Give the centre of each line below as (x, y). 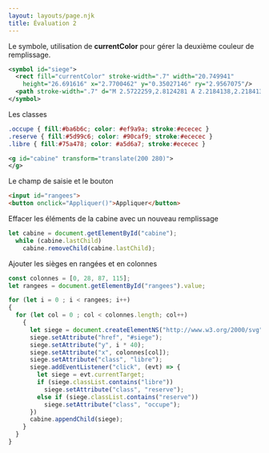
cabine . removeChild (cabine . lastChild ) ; (89, 248)
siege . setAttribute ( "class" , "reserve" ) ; (114, 390)
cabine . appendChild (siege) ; (76, 419)
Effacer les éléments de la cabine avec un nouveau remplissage (113, 218)
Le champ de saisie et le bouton (61, 181)
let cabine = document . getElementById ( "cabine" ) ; (93, 233)
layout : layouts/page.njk (51, 16)
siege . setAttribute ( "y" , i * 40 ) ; (87, 345)
